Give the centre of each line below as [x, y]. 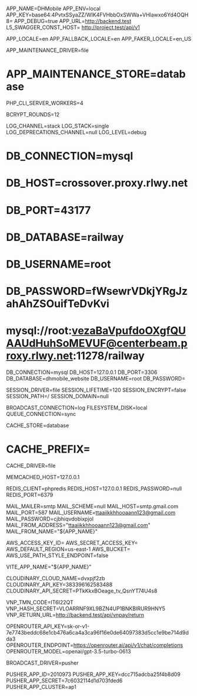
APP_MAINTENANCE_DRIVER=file [48, 50]
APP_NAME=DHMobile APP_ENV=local [54, 9]
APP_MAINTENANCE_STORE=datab [96, 74]
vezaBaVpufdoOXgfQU [129, 331]
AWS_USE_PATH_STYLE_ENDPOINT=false [57, 555]
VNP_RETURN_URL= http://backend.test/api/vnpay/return [75, 614]
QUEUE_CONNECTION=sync [41, 414]
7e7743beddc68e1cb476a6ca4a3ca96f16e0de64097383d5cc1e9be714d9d [98, 632]
